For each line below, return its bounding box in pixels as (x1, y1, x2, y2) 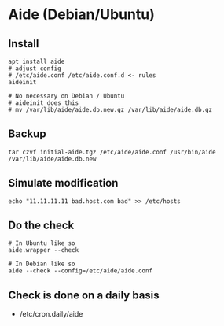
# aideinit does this (8, 99, 79, 107)
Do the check (8, 219, 75, 232)
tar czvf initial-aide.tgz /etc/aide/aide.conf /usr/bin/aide (8, 148, 216, 156)
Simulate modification (8, 176, 119, 190)
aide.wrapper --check (8, 246, 79, 254)
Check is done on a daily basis (8, 288, 160, 302)
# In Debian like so (8, 260, 76, 269)
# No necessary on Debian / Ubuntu (8, 92, 125, 100)
